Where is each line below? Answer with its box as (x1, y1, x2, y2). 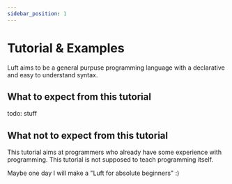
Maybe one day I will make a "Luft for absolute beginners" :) (7, 169, 180, 178)
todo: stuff (7, 109, 37, 118)
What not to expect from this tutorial (7, 130, 169, 141)
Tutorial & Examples (7, 40, 125, 56)
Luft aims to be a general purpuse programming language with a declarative (7, 63, 225, 72)
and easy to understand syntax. (7, 70, 98, 79)
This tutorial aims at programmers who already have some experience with (7, 148, 222, 157)
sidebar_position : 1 (7, 10, 68, 17)
